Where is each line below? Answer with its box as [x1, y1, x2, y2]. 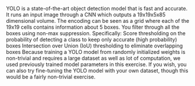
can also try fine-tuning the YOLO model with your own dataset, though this [6, 67, 189, 74]
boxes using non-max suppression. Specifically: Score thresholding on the [6, 30, 186, 37]
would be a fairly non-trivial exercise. [6, 73, 95, 80]
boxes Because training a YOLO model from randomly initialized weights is [6, 49, 186, 55]
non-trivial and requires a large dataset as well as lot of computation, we [6, 55, 180, 61]
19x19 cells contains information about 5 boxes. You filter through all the [6, 23, 180, 30]
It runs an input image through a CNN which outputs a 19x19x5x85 [6, 11, 166, 18]
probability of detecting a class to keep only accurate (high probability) [6, 36, 177, 43]
